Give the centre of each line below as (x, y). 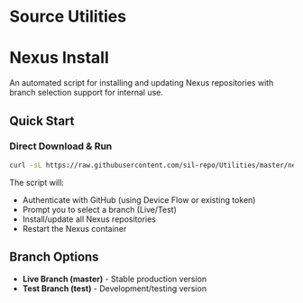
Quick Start (42, 120)
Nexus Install (60, 58)
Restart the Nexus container (74, 228)
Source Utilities (68, 17)
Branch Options (54, 257)
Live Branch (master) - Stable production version (115, 279)
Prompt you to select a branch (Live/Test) (100, 209)
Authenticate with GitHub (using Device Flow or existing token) (139, 199)
